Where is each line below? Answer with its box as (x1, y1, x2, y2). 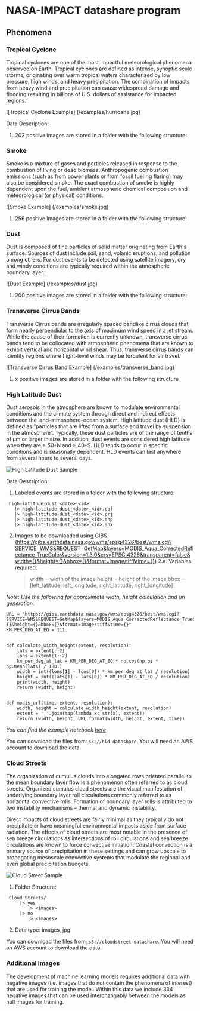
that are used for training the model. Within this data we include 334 (6, 985, 173, 992)
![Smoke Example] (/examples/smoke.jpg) (6, 204, 109, 211)
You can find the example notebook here (6, 726, 106, 733)
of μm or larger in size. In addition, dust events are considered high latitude (6, 435, 190, 442)
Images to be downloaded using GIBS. (14, 532, 109, 539)
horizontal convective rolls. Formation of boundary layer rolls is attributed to (6, 798, 192, 805)
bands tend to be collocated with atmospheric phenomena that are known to (6, 339, 194, 346)
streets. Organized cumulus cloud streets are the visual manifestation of (6, 785, 183, 792)
